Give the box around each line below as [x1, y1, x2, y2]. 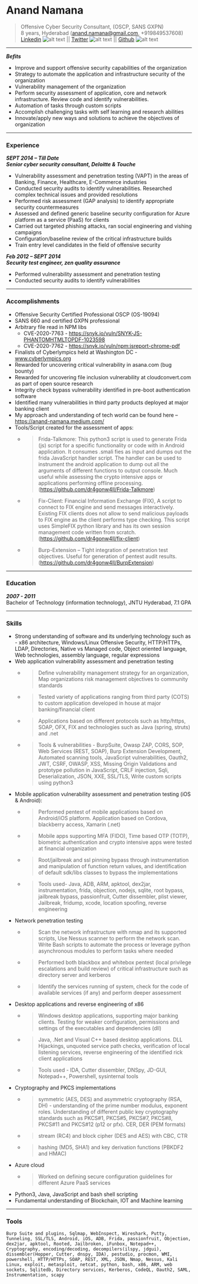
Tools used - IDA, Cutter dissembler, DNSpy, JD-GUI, [38, 1066, 167, 1074]
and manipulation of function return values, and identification [38, 863, 187, 870]
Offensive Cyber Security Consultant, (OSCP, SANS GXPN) [20, 23, 164, 30]
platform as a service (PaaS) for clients [14, 217, 110, 224]
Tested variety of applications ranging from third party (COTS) [38, 693, 190, 701]
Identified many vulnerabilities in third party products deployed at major [14, 399, 189, 406]
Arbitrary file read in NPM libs [14, 323, 87, 330]
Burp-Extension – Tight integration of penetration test [38, 546, 168, 553]
